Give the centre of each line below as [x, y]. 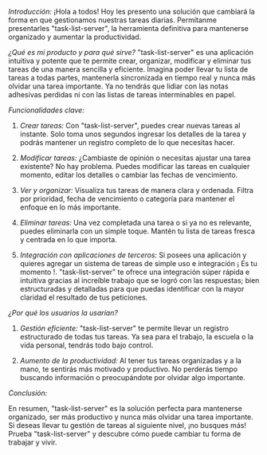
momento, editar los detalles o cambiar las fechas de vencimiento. [129, 175]
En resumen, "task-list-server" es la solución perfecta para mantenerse [126, 408]
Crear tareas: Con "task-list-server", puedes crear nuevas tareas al [130, 126]
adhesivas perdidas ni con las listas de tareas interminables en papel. [122, 94]
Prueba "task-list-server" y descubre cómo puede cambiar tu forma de [125, 434]
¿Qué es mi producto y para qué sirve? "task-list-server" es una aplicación [131, 52]
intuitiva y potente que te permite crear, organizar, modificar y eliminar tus [130, 61]
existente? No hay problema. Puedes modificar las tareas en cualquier [135, 166]
